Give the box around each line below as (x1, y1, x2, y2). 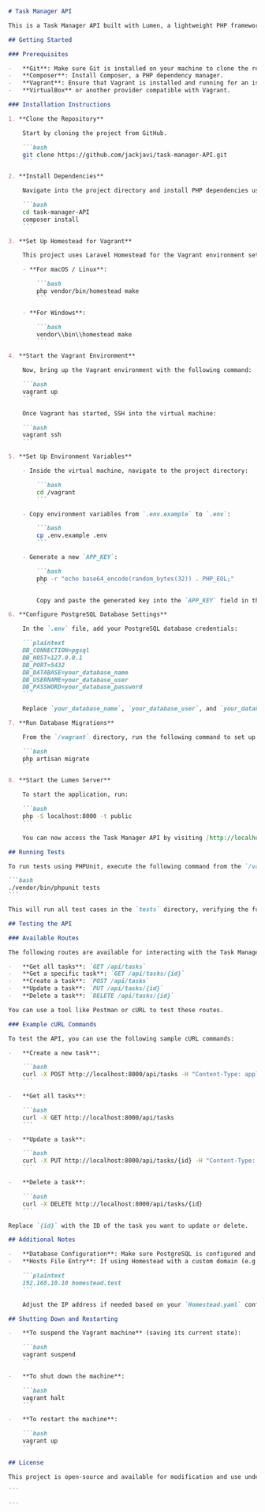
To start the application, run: (22, 790, 129, 799)
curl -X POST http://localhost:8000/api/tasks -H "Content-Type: (22, 1071, 242, 1079)
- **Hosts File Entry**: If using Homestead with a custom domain (8, 1258, 238, 1266)
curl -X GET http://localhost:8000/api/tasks (22, 1113, 175, 1121)
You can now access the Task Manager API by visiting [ (22, 834, 211, 842)
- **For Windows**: (22, 309, 87, 317)
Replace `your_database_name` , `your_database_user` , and (22, 705, 217, 713)
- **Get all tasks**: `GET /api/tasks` (8, 962, 147, 970)
